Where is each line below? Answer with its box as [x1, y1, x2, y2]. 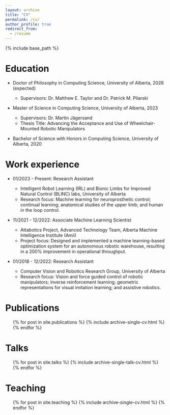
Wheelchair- [129, 120, 155, 126]
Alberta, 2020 [12, 141, 42, 147]
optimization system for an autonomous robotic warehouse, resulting [20, 243, 165, 249]
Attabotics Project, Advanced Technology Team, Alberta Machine [20, 227, 158, 233]
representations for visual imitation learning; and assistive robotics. [20, 284, 161, 290]
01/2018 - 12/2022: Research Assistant [12, 258, 94, 264]
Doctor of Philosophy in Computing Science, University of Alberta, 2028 [12, 79, 164, 86]
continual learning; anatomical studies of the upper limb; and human [20, 202, 163, 208]
